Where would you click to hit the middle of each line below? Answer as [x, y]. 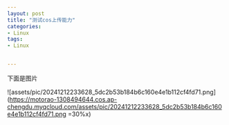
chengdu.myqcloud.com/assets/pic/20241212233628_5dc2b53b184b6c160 [115, 107]
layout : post [26, 13]
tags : [15, 39]
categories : [24, 26]
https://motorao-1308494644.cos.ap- [63, 99]
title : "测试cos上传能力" [42, 20]
